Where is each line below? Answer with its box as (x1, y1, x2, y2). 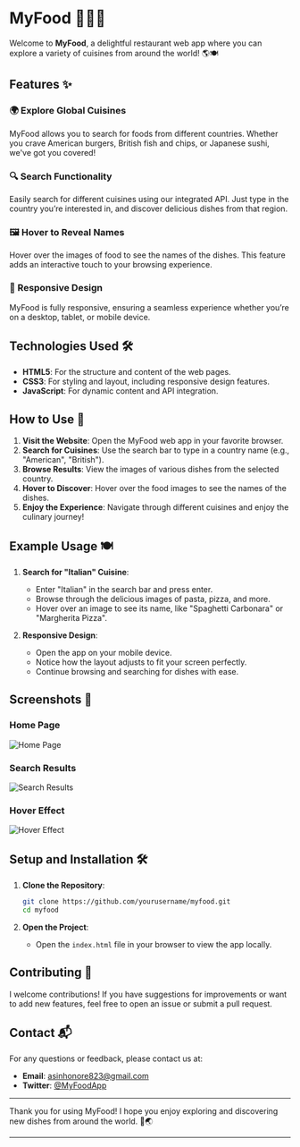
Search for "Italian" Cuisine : (21, 566, 129, 577)
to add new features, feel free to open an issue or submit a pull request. (9, 998, 272, 1009)
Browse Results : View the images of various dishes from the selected (21, 464, 279, 475)
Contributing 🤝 (9, 965, 93, 981)
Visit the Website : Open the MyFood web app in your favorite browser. (21, 436, 284, 446)
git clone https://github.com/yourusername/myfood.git (21, 897, 231, 906)
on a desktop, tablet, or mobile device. (9, 311, 151, 322)
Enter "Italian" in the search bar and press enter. (35, 583, 213, 594)
